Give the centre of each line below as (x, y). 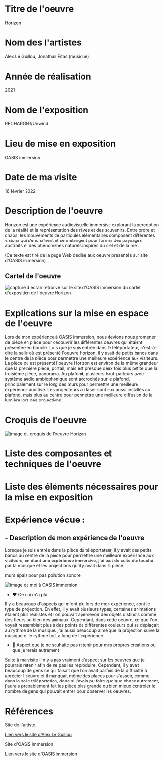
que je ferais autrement (36, 650)
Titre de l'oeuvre (40, 9)
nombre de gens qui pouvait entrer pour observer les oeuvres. (68, 691)
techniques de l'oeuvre (53, 464)
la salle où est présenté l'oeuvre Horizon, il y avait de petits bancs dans (86, 353)
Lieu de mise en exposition (61, 143)
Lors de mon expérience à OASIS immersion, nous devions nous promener (81, 337)
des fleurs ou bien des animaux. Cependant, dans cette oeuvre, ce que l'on (81, 620)
